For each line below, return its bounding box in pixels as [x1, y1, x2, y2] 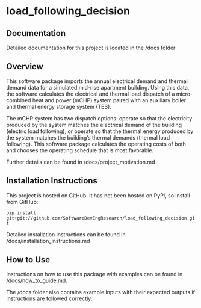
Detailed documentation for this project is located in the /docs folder [6, 44, 176, 51]
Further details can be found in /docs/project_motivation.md [6, 158, 155, 165]
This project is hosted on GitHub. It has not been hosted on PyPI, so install [6, 191, 190, 199]
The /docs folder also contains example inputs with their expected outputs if [6, 289, 196, 296]
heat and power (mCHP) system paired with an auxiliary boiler [32, 96, 187, 103]
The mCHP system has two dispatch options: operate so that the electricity [6, 114, 193, 122]
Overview [6, 61, 44, 72]
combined [6, 96, 31, 103]
